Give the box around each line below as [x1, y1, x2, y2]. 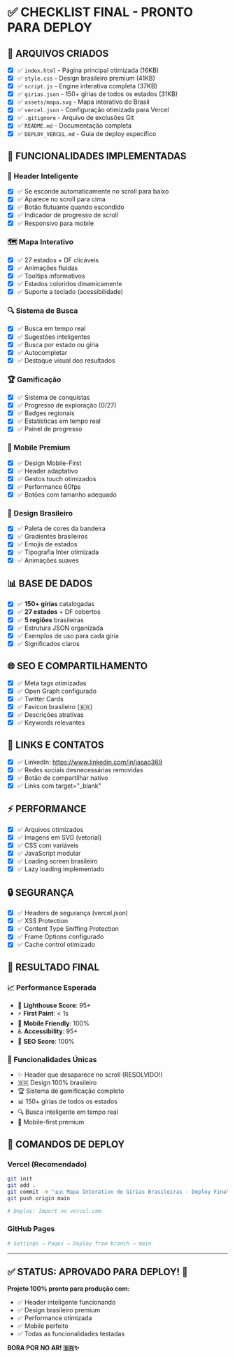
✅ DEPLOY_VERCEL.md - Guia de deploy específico [17, 129, 157, 137]
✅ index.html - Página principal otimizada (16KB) [17, 66, 159, 74]
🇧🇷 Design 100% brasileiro [17, 1078, 97, 1087]
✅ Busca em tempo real [17, 324, 86, 333]
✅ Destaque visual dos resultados [17, 356, 115, 365]
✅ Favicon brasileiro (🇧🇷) [17, 702, 93, 711]
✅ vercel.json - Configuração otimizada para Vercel [17, 106, 169, 114]
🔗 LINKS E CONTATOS [7, 739, 104, 751]
